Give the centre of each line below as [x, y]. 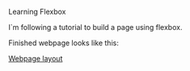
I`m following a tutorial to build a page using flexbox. [95, 27]
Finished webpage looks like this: [63, 43]
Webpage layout [36, 58]
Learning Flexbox [37, 12]
